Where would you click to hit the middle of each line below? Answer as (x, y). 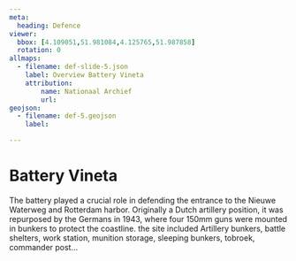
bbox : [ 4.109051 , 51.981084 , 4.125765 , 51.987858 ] (106, 42)
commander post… (44, 247)
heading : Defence (49, 26)
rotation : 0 (39, 50)
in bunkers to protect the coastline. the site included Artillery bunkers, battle (148, 228)
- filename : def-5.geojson (67, 116)
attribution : (49, 83)
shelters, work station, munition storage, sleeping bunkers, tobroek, (132, 238)
